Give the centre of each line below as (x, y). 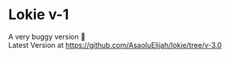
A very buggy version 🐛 (47, 37)
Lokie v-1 (39, 15)
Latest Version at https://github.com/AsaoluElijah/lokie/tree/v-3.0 (115, 44)
